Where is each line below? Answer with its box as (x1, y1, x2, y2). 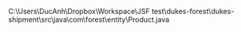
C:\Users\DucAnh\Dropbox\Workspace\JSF (8, 7, 150, 16)
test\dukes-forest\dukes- (151, 7, 235, 16)
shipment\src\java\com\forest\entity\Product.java (8, 15, 170, 24)
